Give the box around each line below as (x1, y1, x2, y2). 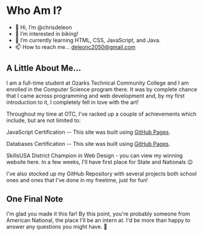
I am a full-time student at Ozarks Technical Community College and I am (6, 79, 189, 87)
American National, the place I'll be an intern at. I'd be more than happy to (6, 216, 191, 224)
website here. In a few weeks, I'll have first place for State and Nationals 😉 (6, 158, 193, 165)
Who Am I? (6, 4, 62, 18)
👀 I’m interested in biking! (15, 30, 79, 37)
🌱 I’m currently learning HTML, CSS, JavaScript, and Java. (15, 36, 161, 44)
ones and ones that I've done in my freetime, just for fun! (6, 176, 148, 183)
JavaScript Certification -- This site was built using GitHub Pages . (6, 128, 171, 136)
